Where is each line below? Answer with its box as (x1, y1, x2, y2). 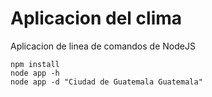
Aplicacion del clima (10, 7, 183, 30)
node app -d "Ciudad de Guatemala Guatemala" (10, 77, 203, 87)
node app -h (10, 68, 60, 78)
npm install (10, 59, 60, 69)
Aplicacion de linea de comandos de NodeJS (10, 40, 196, 52)
